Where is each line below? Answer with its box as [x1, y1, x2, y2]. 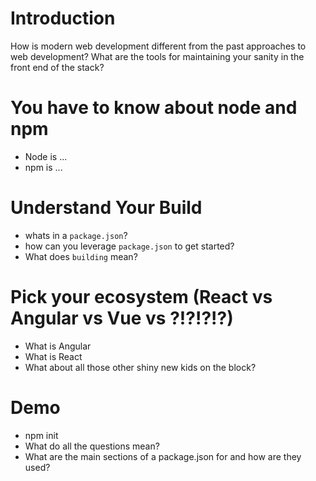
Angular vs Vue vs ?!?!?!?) [10, 307, 234, 329]
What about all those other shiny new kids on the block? [24, 361, 257, 373]
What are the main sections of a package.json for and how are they [24, 450, 302, 462]
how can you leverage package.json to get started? [24, 240, 235, 252]
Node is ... [24, 150, 68, 162]
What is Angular [24, 340, 92, 352]
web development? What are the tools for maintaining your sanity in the [10, 50, 305, 62]
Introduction [10, 7, 116, 30]
